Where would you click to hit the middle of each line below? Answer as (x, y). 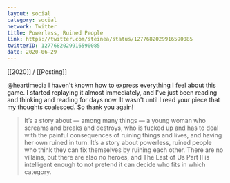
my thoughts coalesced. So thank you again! (70, 107)
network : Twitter (32, 26)
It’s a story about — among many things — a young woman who (115, 120)
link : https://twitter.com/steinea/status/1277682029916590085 (100, 39)
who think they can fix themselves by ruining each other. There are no (124, 150)
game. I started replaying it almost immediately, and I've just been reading (112, 92)
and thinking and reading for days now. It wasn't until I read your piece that (114, 99)
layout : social (29, 13)
